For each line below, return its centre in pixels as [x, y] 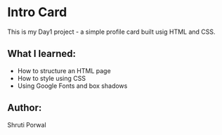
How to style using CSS [52, 78]
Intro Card [37, 12]
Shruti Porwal [27, 124]
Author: [25, 108]
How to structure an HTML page [64, 70]
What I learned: [41, 54]
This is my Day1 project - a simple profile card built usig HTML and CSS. [111, 32]
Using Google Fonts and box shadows [72, 86]
